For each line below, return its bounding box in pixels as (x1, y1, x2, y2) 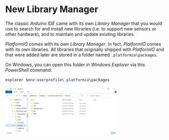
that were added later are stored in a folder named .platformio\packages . (5, 52, 158, 58)
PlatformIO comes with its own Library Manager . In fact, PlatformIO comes (5, 41, 161, 47)
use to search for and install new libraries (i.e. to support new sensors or (5, 25, 157, 31)
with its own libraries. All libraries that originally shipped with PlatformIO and (5, 46, 164, 52)
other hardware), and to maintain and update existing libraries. (5, 31, 135, 37)
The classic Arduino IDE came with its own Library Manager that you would (5, 20, 162, 26)
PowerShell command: (5, 67, 52, 73)
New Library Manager (5, 4, 99, 15)
